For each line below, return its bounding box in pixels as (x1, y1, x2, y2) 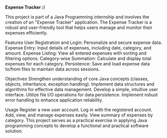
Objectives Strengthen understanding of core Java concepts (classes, (5, 76, 149, 81)
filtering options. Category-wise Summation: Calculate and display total (5, 55, 152, 61)
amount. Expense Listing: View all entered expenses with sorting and (5, 50, 147, 56)
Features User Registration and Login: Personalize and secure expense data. (5, 39, 163, 45)
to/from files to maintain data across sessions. (5, 66, 100, 72)
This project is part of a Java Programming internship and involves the (5, 14, 150, 19)
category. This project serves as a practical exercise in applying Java (5, 117, 148, 123)
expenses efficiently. (5, 30, 48, 35)
